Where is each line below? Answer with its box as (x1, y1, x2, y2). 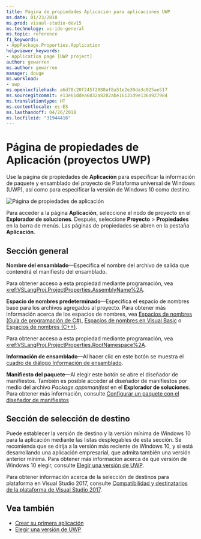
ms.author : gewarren (6, 64, 58, 71)
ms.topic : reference (6, 31, 58, 37)
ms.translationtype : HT (6, 98, 66, 104)
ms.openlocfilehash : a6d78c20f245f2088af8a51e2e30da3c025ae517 (6, 87, 168, 93)
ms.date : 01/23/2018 (6, 14, 58, 20)
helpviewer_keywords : (6, 48, 61, 54)
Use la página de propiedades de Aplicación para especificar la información (6, 173, 196, 181)
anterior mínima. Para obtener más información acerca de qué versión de (6, 455, 187, 462)
